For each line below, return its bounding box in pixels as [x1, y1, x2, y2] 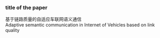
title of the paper [5, 4, 48, 11]
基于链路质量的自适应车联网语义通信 [5, 16, 82, 22]
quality [5, 27, 20, 33]
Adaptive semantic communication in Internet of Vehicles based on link [5, 22, 155, 28]
